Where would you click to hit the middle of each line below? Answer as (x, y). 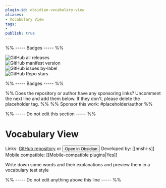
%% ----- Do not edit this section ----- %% (51, 114)
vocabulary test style (27, 170)
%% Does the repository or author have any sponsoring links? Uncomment (83, 93)
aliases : (14, 15)
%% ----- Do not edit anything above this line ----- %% (63, 179)
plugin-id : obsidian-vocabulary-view (45, 10)
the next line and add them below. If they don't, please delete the (73, 99)
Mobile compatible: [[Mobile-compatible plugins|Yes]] (61, 155)
